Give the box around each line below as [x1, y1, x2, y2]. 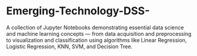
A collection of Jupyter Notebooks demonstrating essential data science [6, 24, 184, 31]
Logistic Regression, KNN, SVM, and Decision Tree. [6, 43, 133, 50]
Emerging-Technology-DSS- [6, 4, 150, 18]
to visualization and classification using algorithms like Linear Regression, [6, 36, 187, 43]
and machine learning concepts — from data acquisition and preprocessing [6, 30, 192, 37]
